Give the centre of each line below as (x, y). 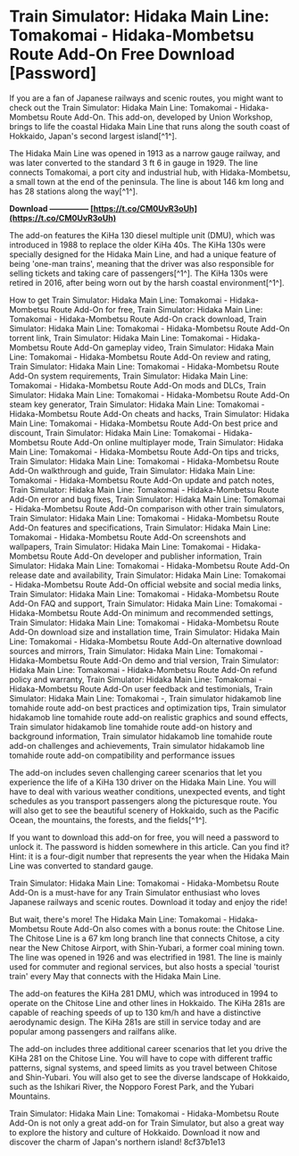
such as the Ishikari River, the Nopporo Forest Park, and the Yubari (132, 1086)
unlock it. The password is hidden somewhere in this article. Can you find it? (149, 846)
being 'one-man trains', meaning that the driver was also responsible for (142, 263)
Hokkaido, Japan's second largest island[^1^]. (93, 136)
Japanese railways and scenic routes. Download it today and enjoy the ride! (148, 902)
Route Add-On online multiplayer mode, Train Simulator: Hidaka (167, 442)
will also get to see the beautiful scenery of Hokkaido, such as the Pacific (144, 811)
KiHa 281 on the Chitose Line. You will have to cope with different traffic (141, 1058)
